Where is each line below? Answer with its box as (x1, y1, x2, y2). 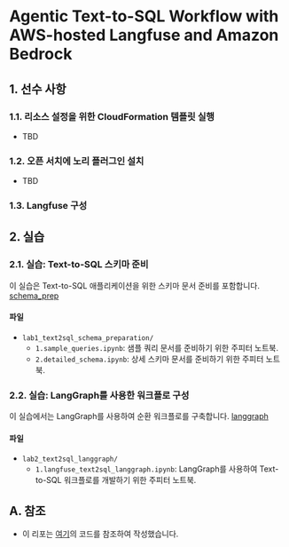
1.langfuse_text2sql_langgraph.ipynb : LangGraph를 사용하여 (35, 464, 258, 474)
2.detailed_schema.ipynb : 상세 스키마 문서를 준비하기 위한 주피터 (35, 353, 264, 364)
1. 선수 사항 (9, 82, 66, 97)
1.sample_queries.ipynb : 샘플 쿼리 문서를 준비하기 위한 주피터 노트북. (35, 342, 279, 353)
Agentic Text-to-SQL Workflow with (9, 6, 279, 27)
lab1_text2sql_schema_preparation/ (21, 333, 154, 343)
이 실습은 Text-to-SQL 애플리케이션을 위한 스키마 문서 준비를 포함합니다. (9, 280, 260, 290)
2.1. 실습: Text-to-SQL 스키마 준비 (9, 258, 149, 271)
